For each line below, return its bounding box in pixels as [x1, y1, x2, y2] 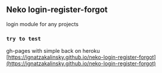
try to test [6, 35, 41, 42]
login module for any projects [6, 20, 79, 27]
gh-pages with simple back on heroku [6, 47, 100, 55]
